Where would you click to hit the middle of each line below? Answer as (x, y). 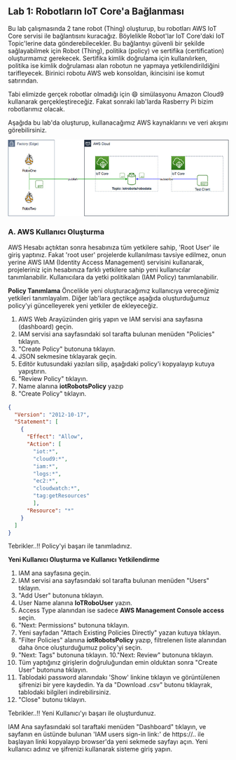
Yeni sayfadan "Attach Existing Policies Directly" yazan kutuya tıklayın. (119, 633)
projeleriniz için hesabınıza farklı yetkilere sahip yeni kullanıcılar (99, 270)
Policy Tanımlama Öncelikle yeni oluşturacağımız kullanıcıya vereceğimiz (114, 291)
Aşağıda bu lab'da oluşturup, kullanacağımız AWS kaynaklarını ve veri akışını (118, 123)
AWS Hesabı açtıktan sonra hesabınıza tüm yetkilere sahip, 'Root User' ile (114, 247)
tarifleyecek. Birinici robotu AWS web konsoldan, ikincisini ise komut (106, 73)
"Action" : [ (44, 444)
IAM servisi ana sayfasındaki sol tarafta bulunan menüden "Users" (113, 581)
